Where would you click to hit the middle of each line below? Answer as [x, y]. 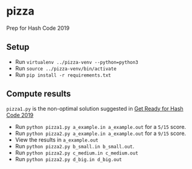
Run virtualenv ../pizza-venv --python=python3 [77, 61]
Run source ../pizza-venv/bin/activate [66, 68]
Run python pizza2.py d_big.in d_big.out [68, 159]
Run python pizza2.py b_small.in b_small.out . [75, 146]
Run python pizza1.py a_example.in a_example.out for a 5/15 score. [101, 126]
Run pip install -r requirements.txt [63, 75]
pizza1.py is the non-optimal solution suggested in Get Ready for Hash [95, 108]
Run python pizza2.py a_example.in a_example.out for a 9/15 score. [101, 133]
